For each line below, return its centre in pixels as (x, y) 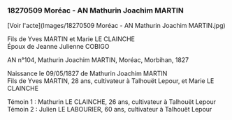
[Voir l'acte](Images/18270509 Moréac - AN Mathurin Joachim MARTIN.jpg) (116, 26)
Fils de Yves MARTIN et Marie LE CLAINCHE (71, 39)
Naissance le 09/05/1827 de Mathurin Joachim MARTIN (87, 74)
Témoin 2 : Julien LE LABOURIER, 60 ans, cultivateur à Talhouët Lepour (110, 110)
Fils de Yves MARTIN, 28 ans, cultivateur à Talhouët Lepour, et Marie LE (111, 81)
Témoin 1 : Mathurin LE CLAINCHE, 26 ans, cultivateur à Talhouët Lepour (112, 102)
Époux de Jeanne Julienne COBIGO (58, 47)
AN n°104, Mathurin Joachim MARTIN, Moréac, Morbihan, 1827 (98, 60)
